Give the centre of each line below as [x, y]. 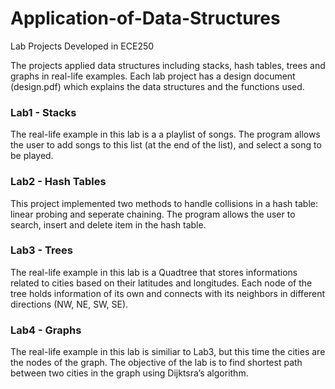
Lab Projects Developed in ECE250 [82, 46]
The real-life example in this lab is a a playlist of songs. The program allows [165, 134]
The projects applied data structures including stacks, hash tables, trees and [168, 65]
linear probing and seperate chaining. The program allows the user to [153, 214]
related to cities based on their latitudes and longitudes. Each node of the [161, 283]
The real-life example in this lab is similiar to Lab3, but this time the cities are [168, 352]
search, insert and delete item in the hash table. [108, 224]
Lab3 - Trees [41, 250]
